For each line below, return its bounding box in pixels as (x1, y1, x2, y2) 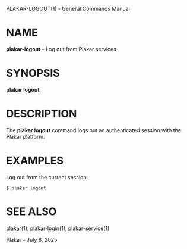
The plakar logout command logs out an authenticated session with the (6, 126, 182, 133)
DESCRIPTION (6, 107, 77, 121)
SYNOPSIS (6, 67, 61, 80)
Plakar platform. (6, 133, 45, 140)
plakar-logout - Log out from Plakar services (6, 45, 117, 52)
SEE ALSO (6, 205, 57, 218)
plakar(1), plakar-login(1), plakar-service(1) (6, 225, 110, 232)
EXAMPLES (6, 154, 64, 167)
